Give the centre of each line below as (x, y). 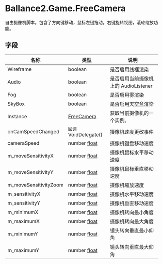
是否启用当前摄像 (129, 78)
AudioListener (137, 86)
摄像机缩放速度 (127, 185)
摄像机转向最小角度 (132, 212)
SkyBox (16, 104)
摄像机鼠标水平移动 (132, 152)
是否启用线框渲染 (129, 69)
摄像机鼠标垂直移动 (132, 169)
